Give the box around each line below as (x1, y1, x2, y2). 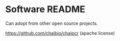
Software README (5, 4, 85, 15)
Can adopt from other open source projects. (5, 20, 98, 26)
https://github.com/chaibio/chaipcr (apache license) (5, 30, 115, 36)
